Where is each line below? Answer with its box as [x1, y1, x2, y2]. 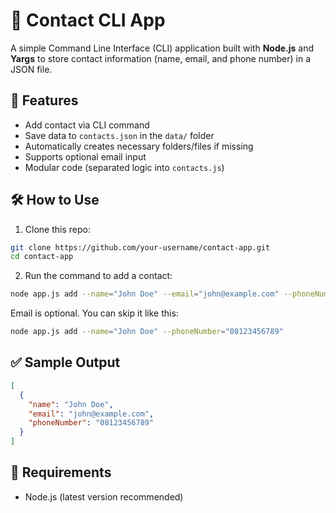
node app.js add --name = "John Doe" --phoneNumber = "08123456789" [10, 327, 284, 337]
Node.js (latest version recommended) [24, 490, 184, 503]
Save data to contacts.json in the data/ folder [24, 129, 215, 141]
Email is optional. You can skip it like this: [10, 307, 179, 319]
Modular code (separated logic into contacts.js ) [24, 161, 225, 173]
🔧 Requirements [10, 464, 112, 481]
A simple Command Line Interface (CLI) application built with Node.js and [10, 42, 315, 54]
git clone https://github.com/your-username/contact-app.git [10, 242, 271, 253]
